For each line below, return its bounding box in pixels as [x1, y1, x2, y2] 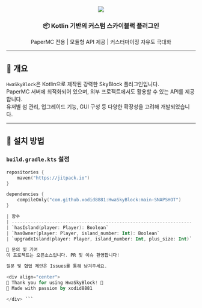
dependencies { [6, 191, 44, 198]
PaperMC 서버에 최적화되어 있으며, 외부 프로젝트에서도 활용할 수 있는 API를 [6, 88, 184, 95]
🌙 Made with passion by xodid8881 [6, 285, 93, 291]
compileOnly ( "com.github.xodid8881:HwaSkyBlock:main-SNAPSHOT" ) [17, 197, 182, 203]
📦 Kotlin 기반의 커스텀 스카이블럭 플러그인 [43, 21, 159, 30]
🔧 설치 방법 [6, 136, 45, 146]
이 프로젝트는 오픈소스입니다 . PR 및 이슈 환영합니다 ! [6, 253, 120, 259]
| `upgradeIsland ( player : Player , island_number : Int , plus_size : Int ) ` [6, 236, 192, 242]
